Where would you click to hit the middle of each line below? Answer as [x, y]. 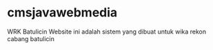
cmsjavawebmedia [62, 13]
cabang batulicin [31, 38]
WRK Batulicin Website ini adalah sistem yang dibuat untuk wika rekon [107, 32]
